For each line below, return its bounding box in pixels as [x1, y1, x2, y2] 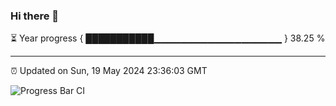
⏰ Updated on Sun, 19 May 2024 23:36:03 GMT [10, 65, 208, 77]
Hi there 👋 [10, 9, 60, 23]
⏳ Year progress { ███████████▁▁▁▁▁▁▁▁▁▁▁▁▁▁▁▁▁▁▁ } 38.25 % [10, 32, 326, 44]
